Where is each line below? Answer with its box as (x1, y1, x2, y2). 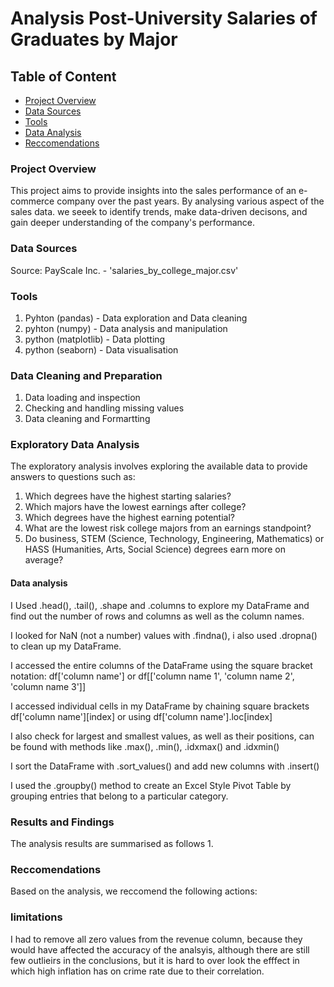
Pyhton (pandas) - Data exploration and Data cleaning (24, 312, 248, 324)
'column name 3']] (10, 680, 87, 692)
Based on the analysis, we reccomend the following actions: (10, 885, 258, 897)
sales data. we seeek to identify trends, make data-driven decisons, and (10, 206, 308, 218)
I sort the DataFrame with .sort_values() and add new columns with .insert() (10, 760, 320, 772)
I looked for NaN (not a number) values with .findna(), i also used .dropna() (10, 629, 318, 641)
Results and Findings (10, 815, 115, 829)
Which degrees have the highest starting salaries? (24, 490, 232, 502)
